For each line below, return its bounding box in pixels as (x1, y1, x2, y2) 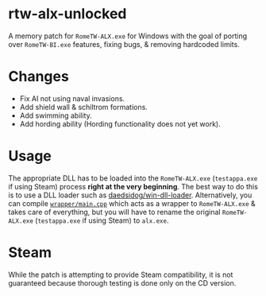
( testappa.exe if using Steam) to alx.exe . (35, 216, 169, 225)
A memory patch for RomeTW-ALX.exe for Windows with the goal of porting (8, 31, 248, 41)
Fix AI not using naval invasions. (19, 93, 125, 103)
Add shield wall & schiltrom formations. (19, 102, 148, 111)
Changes (8, 68, 69, 86)
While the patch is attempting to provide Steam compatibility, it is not (8, 270, 233, 279)
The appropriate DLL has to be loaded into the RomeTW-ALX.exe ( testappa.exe (8, 173, 258, 183)
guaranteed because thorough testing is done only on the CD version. (8, 278, 237, 287)
